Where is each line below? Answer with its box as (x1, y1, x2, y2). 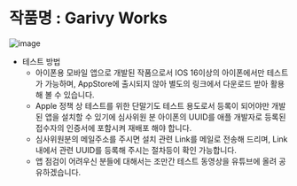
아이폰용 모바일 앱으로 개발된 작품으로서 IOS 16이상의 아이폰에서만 (35, 67, 265, 78)
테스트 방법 (21, 56, 61, 66)
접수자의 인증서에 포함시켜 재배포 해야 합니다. (35, 122, 192, 133)
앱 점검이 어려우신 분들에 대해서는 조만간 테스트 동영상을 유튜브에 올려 (35, 156, 277, 167)
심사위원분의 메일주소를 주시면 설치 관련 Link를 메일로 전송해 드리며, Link (35, 134, 288, 144)
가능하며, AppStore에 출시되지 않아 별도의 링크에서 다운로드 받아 (44, 78, 269, 89)
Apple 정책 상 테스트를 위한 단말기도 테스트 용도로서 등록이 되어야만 (35, 100, 270, 111)
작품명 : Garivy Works (9, 8, 168, 28)
